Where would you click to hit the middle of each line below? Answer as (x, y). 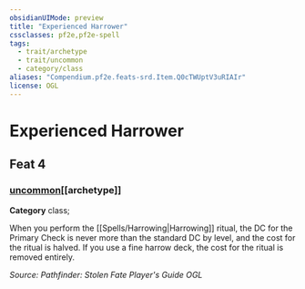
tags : (20, 43)
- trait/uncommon (51, 60)
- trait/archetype (53, 52)
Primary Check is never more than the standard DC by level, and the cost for (152, 237)
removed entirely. (42, 257)
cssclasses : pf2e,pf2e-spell (65, 35)
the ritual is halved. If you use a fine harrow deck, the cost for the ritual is (147, 247)
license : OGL (34, 86)
